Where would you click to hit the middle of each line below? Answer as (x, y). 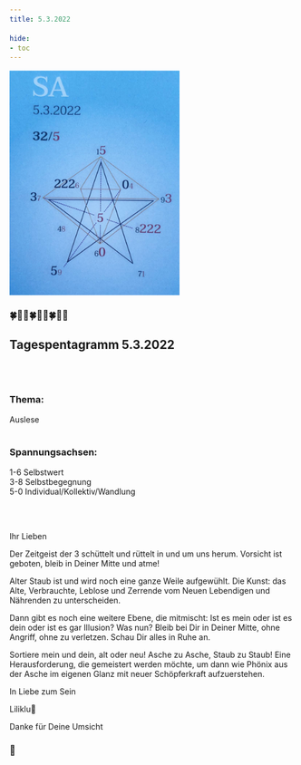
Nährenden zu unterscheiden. (65, 600)
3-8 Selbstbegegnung (51, 481)
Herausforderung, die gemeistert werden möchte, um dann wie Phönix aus (149, 664)
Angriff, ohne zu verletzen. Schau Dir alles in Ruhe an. (110, 637)
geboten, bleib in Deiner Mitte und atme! (85, 563)
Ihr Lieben (28, 536)
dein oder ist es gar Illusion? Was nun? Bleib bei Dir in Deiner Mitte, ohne (145, 627)
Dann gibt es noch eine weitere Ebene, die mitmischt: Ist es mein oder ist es (151, 617)
